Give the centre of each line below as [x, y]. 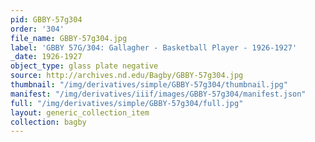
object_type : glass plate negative [84, 66]
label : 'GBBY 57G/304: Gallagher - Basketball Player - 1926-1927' [154, 47]
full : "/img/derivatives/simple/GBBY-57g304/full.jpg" [127, 103]
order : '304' [37, 29]
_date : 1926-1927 [46, 57]
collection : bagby [48, 122]
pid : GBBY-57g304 [46, 19]
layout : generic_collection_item [80, 112]
